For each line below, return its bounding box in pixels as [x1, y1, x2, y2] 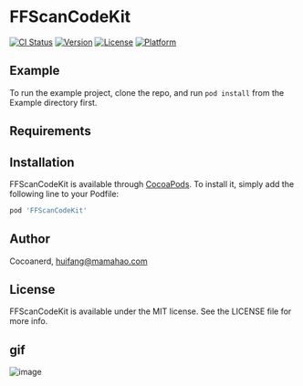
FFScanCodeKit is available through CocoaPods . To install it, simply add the [9, 178, 295, 189]
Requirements [9, 123, 91, 139]
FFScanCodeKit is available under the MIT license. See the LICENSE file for [9, 306, 292, 317]
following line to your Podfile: [9, 188, 120, 199]
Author [9, 231, 50, 247]
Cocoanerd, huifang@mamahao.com [9, 256, 148, 266]
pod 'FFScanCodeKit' [9, 205, 89, 215]
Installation [9, 154, 75, 170]
